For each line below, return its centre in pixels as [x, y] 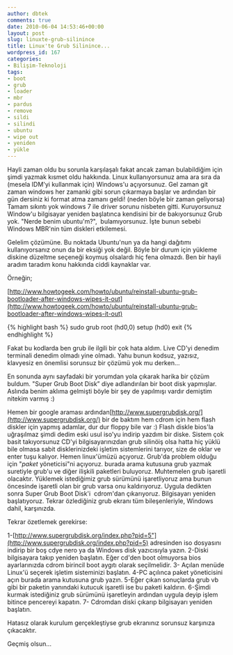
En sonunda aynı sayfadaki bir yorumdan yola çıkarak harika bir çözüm [109, 376]
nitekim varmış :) [31, 399]
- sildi [18, 117]
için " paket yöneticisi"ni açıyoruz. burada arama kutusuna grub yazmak [110, 464]
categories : [24, 59]
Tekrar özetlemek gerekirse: [48, 522]
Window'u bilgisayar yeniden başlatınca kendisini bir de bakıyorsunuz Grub [115, 214]
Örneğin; [20, 278]
